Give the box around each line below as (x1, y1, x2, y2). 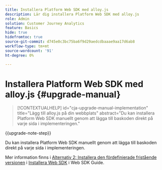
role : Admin (5, 16, 29, 21)
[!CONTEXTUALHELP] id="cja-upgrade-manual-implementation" (17, 105, 148, 111)
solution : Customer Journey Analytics (5, 21, 84, 26)
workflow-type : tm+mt (5, 44, 50, 49)
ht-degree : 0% (5, 53, 34, 58)
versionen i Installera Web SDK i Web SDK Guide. (5, 160, 105, 166)
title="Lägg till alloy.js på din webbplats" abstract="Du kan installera (17, 110, 155, 116)
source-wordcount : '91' (5, 48, 54, 53)
